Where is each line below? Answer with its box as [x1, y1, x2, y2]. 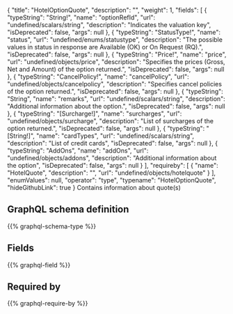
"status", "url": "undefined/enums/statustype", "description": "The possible [7, 36, 223, 44]
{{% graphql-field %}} [7, 260, 71, 269]
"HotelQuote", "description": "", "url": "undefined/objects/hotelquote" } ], [7, 168, 216, 177]
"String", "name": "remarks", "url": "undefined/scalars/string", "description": [7, 95, 226, 103]
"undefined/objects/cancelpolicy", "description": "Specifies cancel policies [7, 80, 223, 88]
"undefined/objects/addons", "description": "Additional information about [7, 154, 217, 162]
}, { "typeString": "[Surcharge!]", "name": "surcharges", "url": [7, 109, 182, 118]
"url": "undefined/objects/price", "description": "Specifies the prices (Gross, [7, 58, 225, 65]
